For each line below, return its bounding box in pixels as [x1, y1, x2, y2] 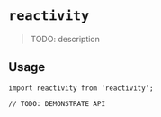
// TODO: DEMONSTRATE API [8, 99, 105, 108]
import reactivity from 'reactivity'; [8, 84, 154, 93]
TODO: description [30, 33, 101, 44]
